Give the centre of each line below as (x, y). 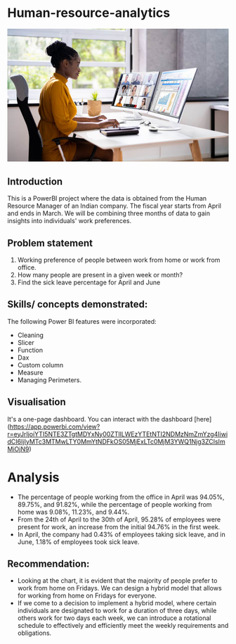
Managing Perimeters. (50, 380)
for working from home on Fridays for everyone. (87, 595)
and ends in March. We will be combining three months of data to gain (109, 213)
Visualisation (37, 402)
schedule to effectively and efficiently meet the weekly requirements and (123, 626)
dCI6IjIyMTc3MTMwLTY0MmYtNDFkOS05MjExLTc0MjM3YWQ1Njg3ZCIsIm (117, 441)
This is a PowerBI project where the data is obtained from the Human (107, 198)
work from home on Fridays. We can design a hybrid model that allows (120, 588)
